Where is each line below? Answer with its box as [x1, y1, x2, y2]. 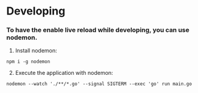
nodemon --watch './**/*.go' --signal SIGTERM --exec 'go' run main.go [6, 81, 192, 87]
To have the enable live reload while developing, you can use [6, 26, 190, 34]
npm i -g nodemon [6, 59, 51, 65]
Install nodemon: [15, 47, 57, 54]
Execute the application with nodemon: [15, 69, 113, 77]
